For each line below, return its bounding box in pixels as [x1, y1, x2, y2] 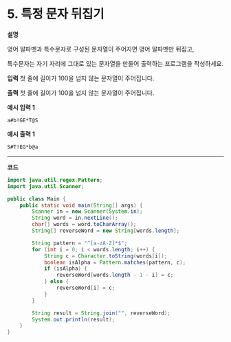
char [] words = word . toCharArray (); [32, 221, 137, 228]
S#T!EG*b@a [7, 144, 38, 150]
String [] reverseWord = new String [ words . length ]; [32, 227, 180, 234]
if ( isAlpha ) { [43, 265, 88, 272]
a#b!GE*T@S [7, 117, 38, 124]
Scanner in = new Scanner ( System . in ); [32, 208, 143, 215]
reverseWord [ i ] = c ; [56, 284, 115, 292]
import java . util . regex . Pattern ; [7, 176, 103, 183]
